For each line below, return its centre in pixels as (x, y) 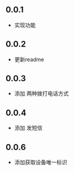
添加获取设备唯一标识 (40, 162)
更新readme (29, 59)
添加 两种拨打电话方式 (41, 94)
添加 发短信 (28, 128)
